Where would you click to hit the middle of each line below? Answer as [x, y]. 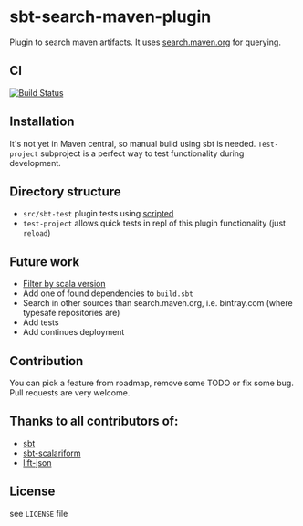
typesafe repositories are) [71, 313]
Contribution [47, 361]
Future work [45, 262]
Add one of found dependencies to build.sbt [108, 293]
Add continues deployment [73, 332]
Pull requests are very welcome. [70, 393]
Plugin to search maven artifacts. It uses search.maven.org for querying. [145, 42]
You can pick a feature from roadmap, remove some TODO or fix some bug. [151, 383]
